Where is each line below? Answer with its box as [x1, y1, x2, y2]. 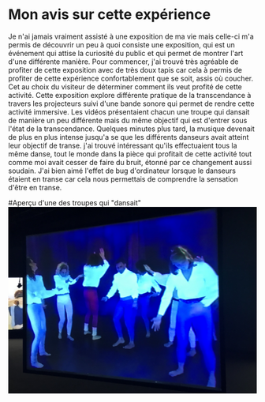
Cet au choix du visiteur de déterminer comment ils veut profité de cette [8, 81, 243, 92]
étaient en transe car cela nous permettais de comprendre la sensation [8, 174, 239, 183]
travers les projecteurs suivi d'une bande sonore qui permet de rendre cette [8, 99, 255, 108]
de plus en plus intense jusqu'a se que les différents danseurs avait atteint [8, 132, 249, 141]
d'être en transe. [8, 182, 62, 192]
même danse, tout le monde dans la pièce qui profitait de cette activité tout [8, 148, 252, 159]
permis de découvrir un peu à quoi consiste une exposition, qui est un [8, 39, 235, 49]
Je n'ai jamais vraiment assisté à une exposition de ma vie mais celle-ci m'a [8, 32, 254, 41]
